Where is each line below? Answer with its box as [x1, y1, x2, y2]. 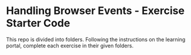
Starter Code [6, 16, 71, 30]
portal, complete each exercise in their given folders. [6, 42, 134, 49]
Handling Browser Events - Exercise [6, 4, 185, 18]
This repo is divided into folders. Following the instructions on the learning [6, 36, 186, 43]
